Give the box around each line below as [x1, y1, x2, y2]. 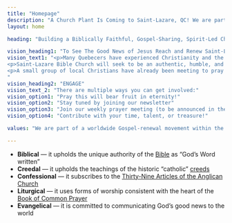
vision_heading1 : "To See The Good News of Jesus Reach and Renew [7, 48, 202, 55]
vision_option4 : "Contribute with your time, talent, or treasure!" [7, 112, 209, 120]
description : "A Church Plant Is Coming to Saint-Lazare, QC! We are [7, 17, 212, 24]
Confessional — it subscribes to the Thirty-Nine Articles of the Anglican [17, 172, 223, 180]
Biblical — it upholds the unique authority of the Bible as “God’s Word [17, 150, 215, 158]
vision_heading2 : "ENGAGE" [7, 80, 85, 87]
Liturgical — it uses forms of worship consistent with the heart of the [17, 186, 214, 195]
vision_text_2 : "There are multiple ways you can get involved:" [7, 87, 199, 93]
